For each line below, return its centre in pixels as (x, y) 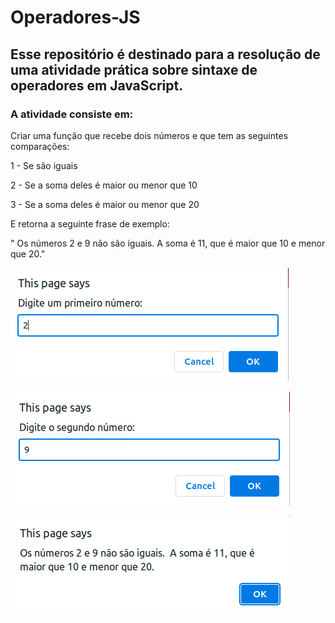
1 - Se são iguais (44, 165)
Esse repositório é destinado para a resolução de (165, 54)
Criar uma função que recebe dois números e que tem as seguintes (149, 135)
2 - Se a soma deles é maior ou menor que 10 (104, 185)
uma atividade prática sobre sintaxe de (134, 69)
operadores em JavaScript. (97, 85)
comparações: (40, 146)
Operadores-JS (75, 17)
